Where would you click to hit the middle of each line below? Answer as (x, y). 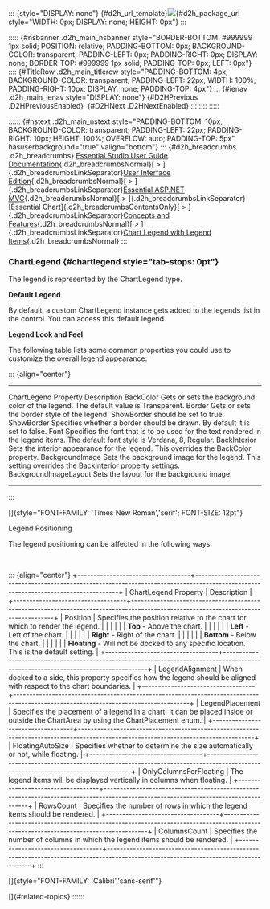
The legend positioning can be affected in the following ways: (110, 544)
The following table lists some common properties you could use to (120, 350)
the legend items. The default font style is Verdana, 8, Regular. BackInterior (133, 440)
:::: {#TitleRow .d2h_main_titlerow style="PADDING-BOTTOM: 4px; (119, 72)
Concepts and (147, 215)
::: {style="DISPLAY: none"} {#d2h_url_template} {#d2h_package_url (124, 13)
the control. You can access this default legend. (87, 319)
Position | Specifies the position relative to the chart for (155, 618)
